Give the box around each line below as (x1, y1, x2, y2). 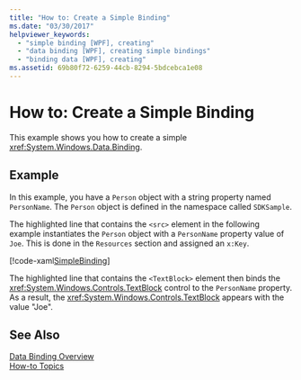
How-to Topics (9, 361, 65, 372)
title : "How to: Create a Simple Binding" (9, 13, 171, 23)
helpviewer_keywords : (9, 30, 91, 39)
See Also (9, 328, 60, 343)
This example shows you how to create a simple (9, 131, 187, 142)
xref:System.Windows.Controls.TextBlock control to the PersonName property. (9, 282, 293, 293)
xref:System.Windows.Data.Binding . (9, 141, 143, 152)
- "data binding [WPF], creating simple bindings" (17, 47, 211, 56)
